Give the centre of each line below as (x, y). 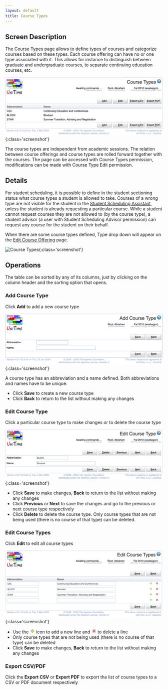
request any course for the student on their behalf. (57, 225)
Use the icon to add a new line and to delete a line (70, 632)
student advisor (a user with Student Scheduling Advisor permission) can (80, 219)
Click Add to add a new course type (42, 307)
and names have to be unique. (36, 383)
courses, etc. (19, 70)
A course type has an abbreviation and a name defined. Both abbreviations (82, 378)
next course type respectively (43, 509)
